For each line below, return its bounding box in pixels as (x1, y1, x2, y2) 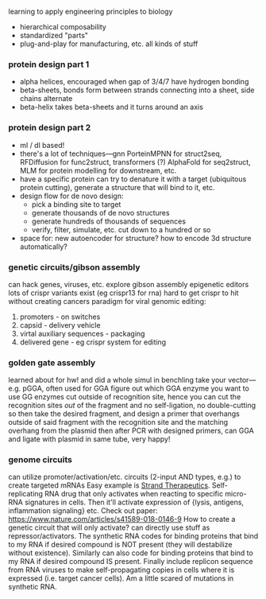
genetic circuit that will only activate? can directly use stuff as (8, 523, 210, 532)
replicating (8, 489, 44, 499)
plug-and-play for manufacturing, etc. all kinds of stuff (19, 39, 199, 49)
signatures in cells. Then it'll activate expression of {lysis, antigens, (25, 497, 245, 508)
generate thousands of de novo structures (31, 208, 170, 217)
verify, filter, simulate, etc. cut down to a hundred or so (31, 224, 211, 234)
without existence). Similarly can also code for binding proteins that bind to (8, 548, 254, 558)
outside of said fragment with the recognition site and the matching (8, 418, 229, 427)
